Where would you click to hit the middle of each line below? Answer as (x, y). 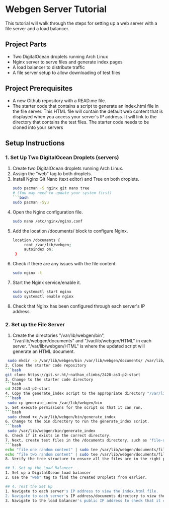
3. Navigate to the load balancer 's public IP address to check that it (83, 500)
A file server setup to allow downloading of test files (66, 72)
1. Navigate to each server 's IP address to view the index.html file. (82, 491)
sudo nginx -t (27, 273)
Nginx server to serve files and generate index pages (68, 62)
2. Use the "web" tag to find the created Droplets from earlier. (76, 478)
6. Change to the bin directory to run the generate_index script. (77, 421)
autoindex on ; (39, 249)
